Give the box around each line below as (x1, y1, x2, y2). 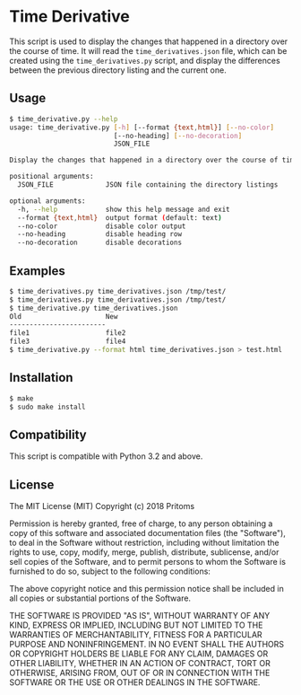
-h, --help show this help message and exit (17, 205, 230, 214)
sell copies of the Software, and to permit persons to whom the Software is (9, 557, 287, 567)
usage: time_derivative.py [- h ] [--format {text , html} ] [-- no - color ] (9, 123, 275, 132)
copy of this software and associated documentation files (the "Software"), (9, 528, 287, 539)
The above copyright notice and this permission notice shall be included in (9, 584, 284, 594)
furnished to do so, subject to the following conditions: (9, 566, 211, 576)
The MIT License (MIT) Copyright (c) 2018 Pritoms (9, 501, 195, 512)
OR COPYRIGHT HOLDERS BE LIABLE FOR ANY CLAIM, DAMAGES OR (9, 648, 269, 659)
